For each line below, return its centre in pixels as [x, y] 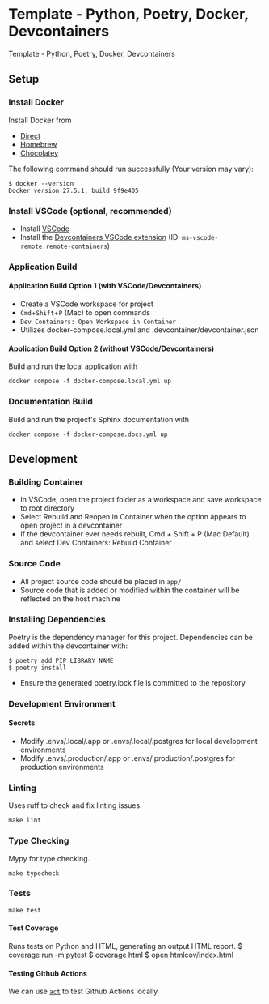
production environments [62, 767]
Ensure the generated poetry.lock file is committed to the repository [133, 682]
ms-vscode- [200, 237]
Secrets [22, 723]
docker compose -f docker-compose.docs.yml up [88, 434]
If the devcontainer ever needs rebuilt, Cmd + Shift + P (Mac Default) [135, 534]
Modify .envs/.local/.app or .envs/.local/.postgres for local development [139, 741]
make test [25, 910]
